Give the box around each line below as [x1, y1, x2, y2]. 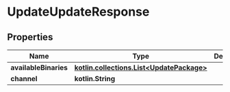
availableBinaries [10, 63, 68, 72]
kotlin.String [74, 74, 116, 83]
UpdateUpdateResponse [7, 4, 150, 20]
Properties [7, 31, 53, 43]
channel [10, 74, 38, 83]
